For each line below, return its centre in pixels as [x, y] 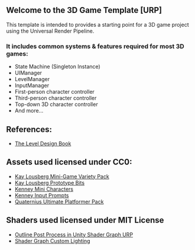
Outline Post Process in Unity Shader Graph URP [74, 235]
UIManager [28, 73]
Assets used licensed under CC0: [69, 162]
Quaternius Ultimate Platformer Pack [59, 201]
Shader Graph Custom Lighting [52, 241]
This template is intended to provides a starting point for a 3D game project [97, 24]
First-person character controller [54, 92]
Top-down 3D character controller [56, 104]
